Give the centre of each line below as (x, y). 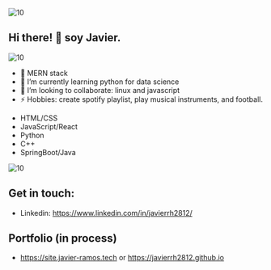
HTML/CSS (39, 118)
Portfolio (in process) (63, 238)
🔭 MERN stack (44, 73)
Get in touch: (42, 194)
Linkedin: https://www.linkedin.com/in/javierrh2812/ (106, 213)
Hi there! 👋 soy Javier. (65, 38)
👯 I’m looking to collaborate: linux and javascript (100, 90)
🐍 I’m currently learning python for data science (100, 82)
